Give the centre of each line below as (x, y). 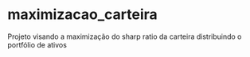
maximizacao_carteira (83, 15)
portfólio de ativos (37, 44)
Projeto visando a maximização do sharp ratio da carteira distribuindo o (125, 36)
